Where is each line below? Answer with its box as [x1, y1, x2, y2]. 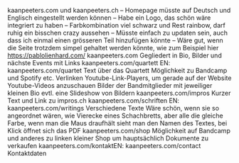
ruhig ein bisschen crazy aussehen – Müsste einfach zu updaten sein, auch [7, 28, 228, 37]
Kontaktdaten [7, 149, 47, 157]
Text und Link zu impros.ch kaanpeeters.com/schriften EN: [7, 96, 180, 105]
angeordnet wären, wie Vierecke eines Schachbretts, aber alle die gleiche [7, 111, 223, 120]
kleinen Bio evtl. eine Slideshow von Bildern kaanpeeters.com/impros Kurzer [7, 89, 231, 97]
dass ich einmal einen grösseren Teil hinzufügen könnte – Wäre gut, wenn [7, 36, 223, 45]
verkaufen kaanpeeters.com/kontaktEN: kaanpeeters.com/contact [7, 142, 201, 150]
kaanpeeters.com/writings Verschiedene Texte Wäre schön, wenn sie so [7, 104, 219, 112]
